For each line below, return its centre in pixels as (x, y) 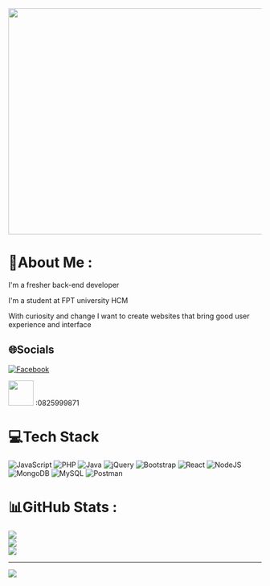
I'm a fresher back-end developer (64, 285)
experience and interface (50, 324)
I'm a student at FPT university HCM (68, 300)
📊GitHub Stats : (63, 507)
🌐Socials (31, 350)
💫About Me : (51, 262)
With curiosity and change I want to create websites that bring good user (129, 316)
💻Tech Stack (54, 436)
